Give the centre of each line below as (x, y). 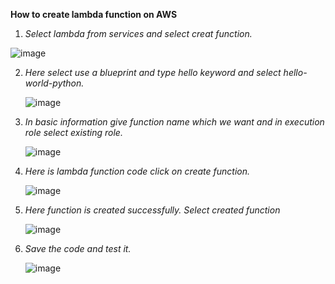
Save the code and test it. (78, 248)
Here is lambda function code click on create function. (137, 171)
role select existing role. (73, 132)
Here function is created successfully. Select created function (152, 210)
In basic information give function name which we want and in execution (174, 122)
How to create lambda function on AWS (94, 14)
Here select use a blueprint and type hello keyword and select (153, 72)
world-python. (54, 83)
